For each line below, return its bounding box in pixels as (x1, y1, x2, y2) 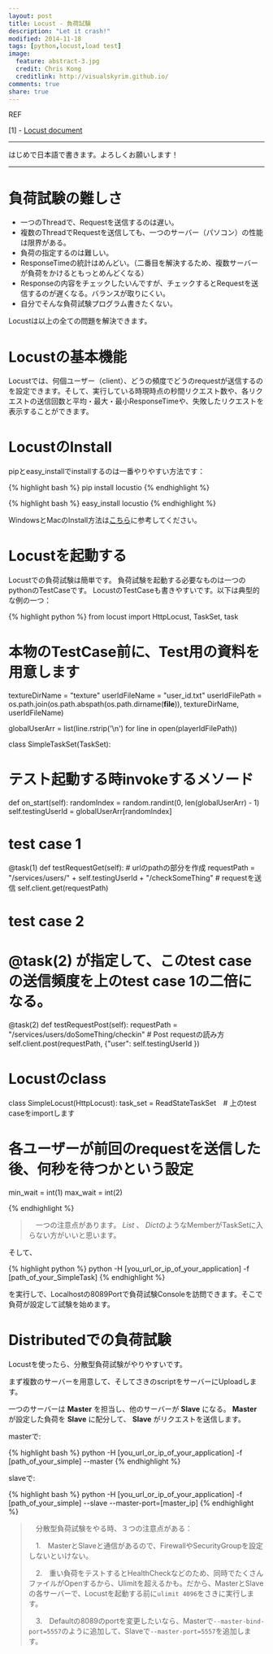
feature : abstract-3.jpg (15, 58, 100, 66)
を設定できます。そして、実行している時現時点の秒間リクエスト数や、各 (8, 386, 249, 396)
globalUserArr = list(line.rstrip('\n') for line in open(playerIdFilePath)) (8, 724, 238, 733)
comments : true (8, 80, 60, 88)
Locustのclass (8, 1070, 107, 1088)
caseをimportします (8, 1108, 76, 1118)
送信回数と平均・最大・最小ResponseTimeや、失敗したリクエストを (36, 396, 264, 407)
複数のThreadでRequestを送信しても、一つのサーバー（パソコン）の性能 (19, 228, 264, 237)
